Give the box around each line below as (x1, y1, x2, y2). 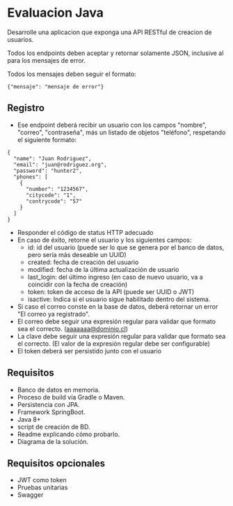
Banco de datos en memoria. (17, 385, 100, 394)
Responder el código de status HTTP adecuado (17, 228, 154, 236)
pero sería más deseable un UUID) (27, 250, 127, 259)
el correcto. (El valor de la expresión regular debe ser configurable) (17, 339, 211, 348)
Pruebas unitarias (17, 483, 68, 492)
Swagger (17, 491, 44, 499)
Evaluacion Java (7, 5, 104, 21)
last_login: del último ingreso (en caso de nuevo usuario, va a (27, 273, 203, 281)
